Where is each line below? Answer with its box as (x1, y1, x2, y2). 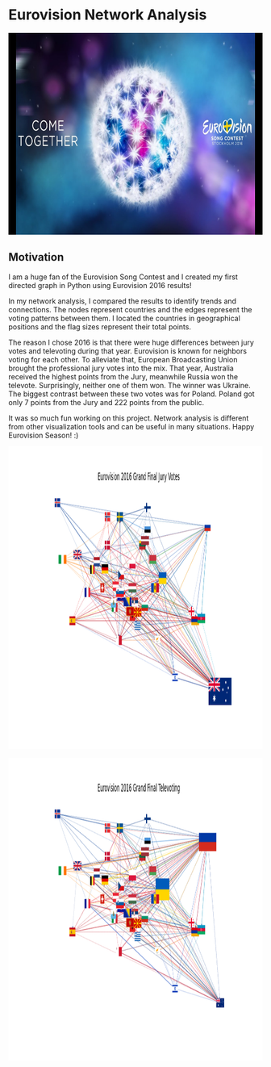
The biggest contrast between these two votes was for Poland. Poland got (8, 389, 256, 399)
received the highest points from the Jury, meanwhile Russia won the (8, 371, 239, 381)
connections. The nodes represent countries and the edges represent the (8, 304, 252, 314)
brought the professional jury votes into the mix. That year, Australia (8, 363, 234, 373)
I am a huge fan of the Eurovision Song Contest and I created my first (8, 272, 238, 282)
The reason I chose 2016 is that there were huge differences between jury (8, 337, 254, 347)
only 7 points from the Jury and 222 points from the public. (8, 397, 205, 407)
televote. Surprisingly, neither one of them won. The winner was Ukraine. (8, 380, 252, 390)
